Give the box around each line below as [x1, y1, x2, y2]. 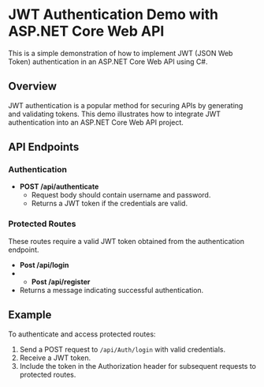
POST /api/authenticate [19, 182, 99, 191]
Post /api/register [31, 276, 91, 286]
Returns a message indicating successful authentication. [19, 285, 204, 295]
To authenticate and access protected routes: [8, 329, 156, 339]
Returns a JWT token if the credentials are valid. [31, 199, 188, 209]
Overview [8, 80, 58, 93]
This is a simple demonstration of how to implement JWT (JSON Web [8, 48, 233, 58]
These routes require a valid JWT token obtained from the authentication [8, 236, 244, 246]
